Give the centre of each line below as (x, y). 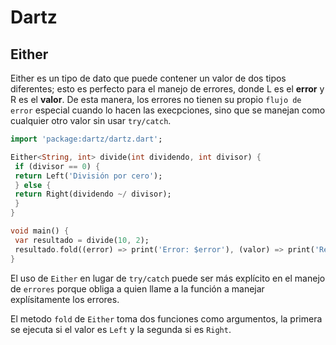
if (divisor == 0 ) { (57, 166)
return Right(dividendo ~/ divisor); (93, 194)
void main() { (40, 231)
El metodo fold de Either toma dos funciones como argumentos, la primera (166, 318)
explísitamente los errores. (65, 299)
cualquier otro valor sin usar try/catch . (91, 120)
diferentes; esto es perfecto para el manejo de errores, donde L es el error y (167, 89)
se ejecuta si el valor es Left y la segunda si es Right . (121, 329)
